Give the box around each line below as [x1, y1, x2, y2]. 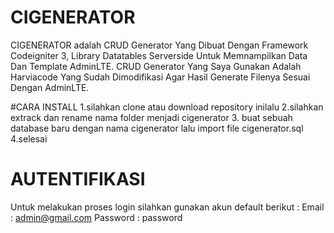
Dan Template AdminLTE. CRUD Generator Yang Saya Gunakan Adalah [10, 60, 302, 72]
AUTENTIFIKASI [10, 168, 146, 191]
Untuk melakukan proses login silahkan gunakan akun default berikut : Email [10, 201, 325, 213]
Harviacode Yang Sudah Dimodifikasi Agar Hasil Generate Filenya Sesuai [10, 71, 311, 83]
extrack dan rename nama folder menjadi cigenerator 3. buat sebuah [10, 111, 293, 123]
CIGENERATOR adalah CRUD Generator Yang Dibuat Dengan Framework [10, 39, 309, 51]
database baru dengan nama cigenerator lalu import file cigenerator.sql [10, 122, 304, 134]
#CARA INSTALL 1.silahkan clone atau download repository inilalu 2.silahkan [10, 101, 324, 113]
